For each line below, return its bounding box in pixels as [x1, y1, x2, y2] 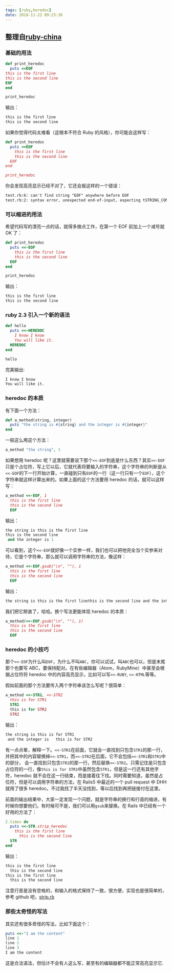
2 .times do [5, 819, 29, 825]
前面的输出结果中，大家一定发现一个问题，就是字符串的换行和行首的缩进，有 [5, 796, 167, 802]
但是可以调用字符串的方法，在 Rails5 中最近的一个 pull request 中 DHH [18, 779, 167, 785]
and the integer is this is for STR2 [7, 737, 93, 742]
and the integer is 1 [7, 537, 54, 543]
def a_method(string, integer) [5, 417, 72, 423]
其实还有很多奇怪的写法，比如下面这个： [5, 921, 91, 927]
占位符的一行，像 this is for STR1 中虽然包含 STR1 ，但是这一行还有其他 [5, 766, 155, 772]
